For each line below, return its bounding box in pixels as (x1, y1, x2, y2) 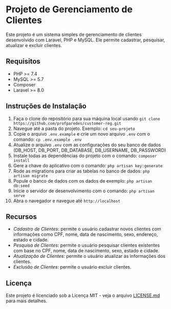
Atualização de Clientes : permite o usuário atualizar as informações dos (13, 253, 166, 259)
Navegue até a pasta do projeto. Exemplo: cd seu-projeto (13, 125, 135, 131)
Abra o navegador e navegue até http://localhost (13, 197, 121, 204)
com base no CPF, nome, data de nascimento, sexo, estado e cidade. (13, 248, 160, 254)
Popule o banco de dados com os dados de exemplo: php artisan (13, 178, 153, 184)
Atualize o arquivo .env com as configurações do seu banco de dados (13, 142, 161, 148)
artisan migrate (13, 173, 48, 179)
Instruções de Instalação (6, 102, 87, 111)
